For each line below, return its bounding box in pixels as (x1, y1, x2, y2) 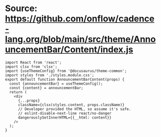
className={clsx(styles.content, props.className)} (17, 102, 125, 107)
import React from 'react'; (5, 60, 62, 65)
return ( (9, 90, 27, 94)
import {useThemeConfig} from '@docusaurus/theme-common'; (5, 68, 127, 73)
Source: (5, 3, 38, 14)
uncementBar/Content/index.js (5, 44, 133, 55)
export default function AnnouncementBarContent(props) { (5, 77, 125, 82)
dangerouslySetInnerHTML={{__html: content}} (17, 115, 112, 120)
